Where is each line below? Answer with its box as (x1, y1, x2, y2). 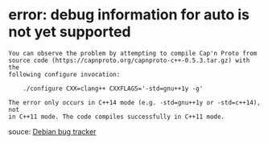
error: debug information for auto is (8, 6, 250, 24)
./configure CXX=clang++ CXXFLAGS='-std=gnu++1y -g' (23, 84, 204, 93)
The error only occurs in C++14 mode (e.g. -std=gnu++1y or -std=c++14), (8, 98, 262, 106)
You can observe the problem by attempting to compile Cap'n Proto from (8, 49, 258, 57)
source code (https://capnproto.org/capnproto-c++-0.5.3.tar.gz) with (8, 56, 250, 64)
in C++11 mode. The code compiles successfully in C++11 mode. (8, 113, 225, 121)
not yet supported (8, 23, 131, 41)
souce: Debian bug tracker (8, 126, 97, 136)
